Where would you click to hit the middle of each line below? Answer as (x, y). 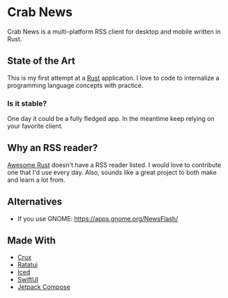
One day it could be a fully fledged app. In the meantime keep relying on (111, 119)
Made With (31, 241)
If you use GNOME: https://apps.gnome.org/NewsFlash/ (98, 218)
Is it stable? (27, 104)
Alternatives (35, 202)
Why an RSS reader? (53, 148)
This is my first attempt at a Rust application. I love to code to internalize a (113, 78)
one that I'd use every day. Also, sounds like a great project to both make (112, 172)
